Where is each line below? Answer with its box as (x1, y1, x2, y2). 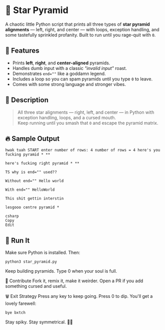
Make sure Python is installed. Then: (5, 250, 80, 256)
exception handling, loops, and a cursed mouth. (17, 114, 116, 120)
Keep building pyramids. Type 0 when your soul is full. (5, 268, 117, 274)
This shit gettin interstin (5, 196, 64, 201)
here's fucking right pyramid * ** (5, 161, 80, 166)
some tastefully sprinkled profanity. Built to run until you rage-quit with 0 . (5, 32, 156, 38)
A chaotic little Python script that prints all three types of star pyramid (5, 21, 150, 27)
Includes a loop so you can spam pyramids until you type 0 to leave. (12, 75, 153, 82)
